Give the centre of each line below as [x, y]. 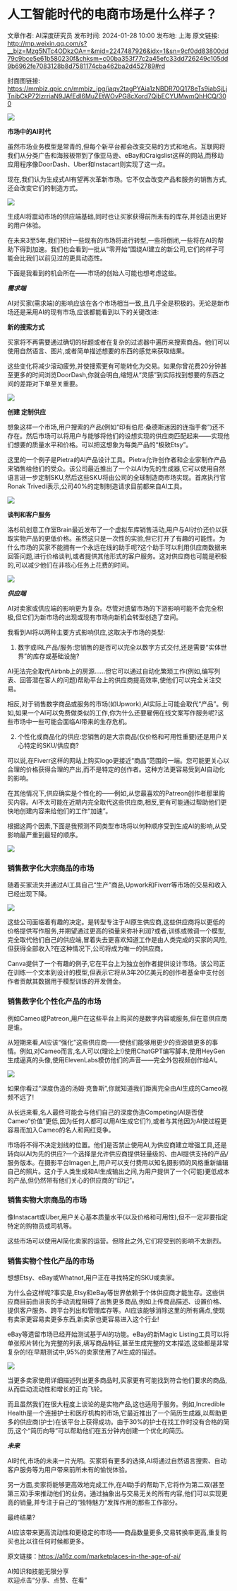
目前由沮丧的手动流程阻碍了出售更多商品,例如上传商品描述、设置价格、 [122, 1302]
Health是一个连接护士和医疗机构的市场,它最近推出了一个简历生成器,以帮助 [115, 1413]
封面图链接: [24, 80]
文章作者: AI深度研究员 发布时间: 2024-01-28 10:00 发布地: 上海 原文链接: [114, 35]
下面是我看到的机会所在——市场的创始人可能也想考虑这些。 [94, 272]
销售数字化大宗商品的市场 [51, 868]
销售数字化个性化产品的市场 [54, 1001]
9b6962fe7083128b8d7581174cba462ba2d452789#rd [86, 66]
